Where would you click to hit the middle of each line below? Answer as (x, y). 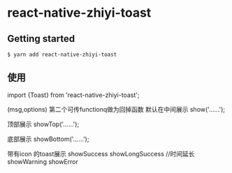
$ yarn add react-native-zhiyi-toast (62, 54)
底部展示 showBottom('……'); (48, 139)
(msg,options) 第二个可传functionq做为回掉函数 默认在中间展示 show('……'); (116, 109)
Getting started (41, 39)
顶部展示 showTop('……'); (43, 124)
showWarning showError (43, 161)
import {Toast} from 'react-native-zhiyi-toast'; (73, 95)
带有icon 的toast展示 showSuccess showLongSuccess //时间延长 (101, 153)
